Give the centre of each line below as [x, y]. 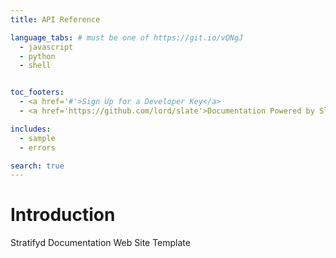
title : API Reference [55, 19]
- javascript [46, 47]
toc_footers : [37, 92]
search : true [37, 166]
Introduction [63, 215]
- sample [37, 138]
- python [37, 56]
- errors [37, 147]
